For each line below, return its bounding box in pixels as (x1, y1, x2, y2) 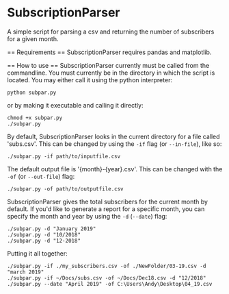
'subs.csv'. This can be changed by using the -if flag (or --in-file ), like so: (7, 139, 222, 148)
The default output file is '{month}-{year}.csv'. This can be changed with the (7, 164, 223, 173)
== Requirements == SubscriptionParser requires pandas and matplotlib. (7, 48, 212, 56)
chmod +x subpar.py (7, 114, 63, 121)
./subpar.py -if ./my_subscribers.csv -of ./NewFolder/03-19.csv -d (7, 262, 206, 269)
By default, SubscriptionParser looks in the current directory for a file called (7, 132, 220, 140)
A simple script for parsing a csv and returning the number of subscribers (7, 27, 215, 36)
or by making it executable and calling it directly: (7, 101, 144, 109)
